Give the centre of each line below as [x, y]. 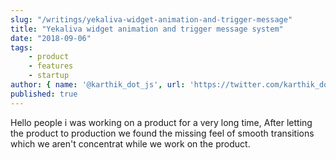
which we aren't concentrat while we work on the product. [130, 143]
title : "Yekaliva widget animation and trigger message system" [147, 29]
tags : [21, 47]
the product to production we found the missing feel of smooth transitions [162, 133]
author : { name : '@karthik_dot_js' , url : [98, 85]
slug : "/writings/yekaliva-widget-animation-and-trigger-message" [151, 19]
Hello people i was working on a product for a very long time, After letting [161, 122]
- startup [49, 76]
